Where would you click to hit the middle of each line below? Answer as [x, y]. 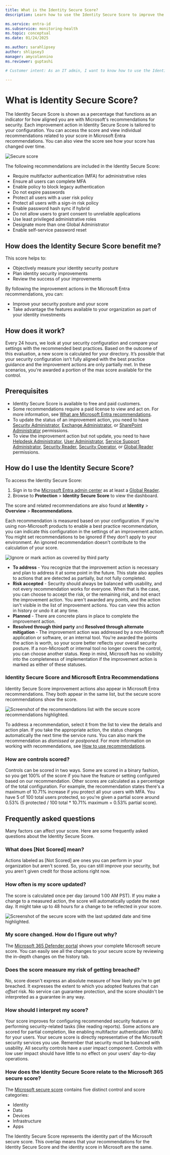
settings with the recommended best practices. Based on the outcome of [81, 348]
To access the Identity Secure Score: [44, 480]
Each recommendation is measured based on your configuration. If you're [82, 521]
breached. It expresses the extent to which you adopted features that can [82, 986]
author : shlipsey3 [25, 52]
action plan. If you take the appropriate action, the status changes [74, 730]
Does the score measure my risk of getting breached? [73, 970]
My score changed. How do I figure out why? [61, 935]
